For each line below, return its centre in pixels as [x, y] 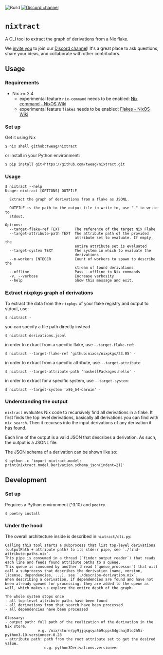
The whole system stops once [35, 596]
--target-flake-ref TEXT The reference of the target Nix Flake [82, 229]
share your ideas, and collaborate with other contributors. [63, 53]
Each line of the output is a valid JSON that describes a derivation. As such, [81, 437]
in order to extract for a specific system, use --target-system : [67, 380]
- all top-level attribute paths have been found [56, 601]
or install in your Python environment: [43, 155]
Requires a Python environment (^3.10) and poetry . [56, 504]
